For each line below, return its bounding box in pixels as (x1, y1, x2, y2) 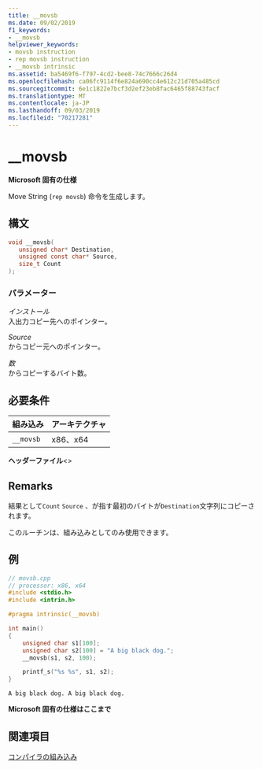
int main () (8, 625, 44, 633)
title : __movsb (8, 11, 58, 20)
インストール (8, 307, 50, 316)
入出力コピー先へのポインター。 (8, 316, 112, 327)
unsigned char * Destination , (18, 246, 114, 253)
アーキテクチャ (51, 419, 106, 430)
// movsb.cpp (8, 574, 51, 582)
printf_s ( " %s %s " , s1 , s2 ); (22, 668, 114, 676)
